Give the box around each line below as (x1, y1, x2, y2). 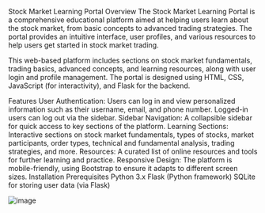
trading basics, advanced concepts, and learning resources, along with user (8, 64, 256, 74)
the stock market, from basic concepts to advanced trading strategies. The (8, 24, 252, 32)
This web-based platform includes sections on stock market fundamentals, (8, 55, 253, 65)
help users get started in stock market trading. (8, 40, 160, 50)
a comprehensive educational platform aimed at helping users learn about (8, 15, 249, 25)
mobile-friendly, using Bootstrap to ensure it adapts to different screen (8, 164, 239, 173)
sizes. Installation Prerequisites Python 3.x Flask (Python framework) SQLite (8, 172, 256, 181)
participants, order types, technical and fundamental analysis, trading (8, 139, 235, 147)
